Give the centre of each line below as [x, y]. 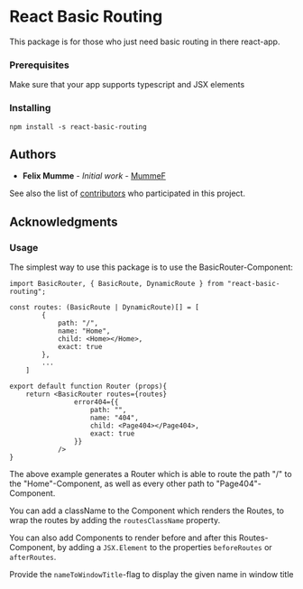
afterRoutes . [33, 557]
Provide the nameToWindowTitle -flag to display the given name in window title [151, 575]
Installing [30, 108]
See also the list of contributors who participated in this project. [128, 193]
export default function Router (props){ [88, 387]
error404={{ [96, 402]
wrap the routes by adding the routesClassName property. [115, 520]
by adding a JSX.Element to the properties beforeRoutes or [165, 548]
